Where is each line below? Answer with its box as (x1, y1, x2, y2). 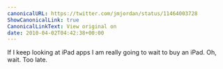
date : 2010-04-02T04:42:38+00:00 (7, 29, 105, 37)
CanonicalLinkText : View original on (7, 23, 117, 30)
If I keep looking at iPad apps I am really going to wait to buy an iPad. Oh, (7, 48, 217, 57)
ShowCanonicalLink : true (7, 17, 79, 23)
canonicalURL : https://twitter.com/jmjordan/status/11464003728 (7, 10, 198, 17)
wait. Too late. (7, 56, 47, 64)
